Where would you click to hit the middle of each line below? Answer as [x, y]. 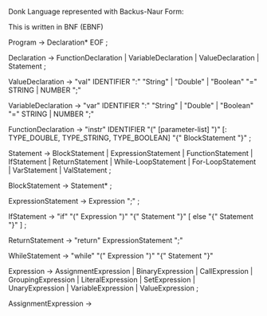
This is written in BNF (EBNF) [56, 27]
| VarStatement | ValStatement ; [60, 170]
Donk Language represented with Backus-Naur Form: [96, 12]
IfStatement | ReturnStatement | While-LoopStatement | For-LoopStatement [132, 162]
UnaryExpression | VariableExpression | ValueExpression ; [104, 288]
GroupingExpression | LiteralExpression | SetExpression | [102, 279]
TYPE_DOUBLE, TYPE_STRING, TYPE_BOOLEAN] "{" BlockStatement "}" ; [130, 138]
